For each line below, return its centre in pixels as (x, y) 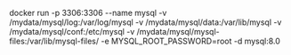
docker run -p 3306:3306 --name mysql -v (88, 13)
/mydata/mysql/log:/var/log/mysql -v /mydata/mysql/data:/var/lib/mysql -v (145, 22)
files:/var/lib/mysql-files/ (54, 41)
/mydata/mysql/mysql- (178, 31)
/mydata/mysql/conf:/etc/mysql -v (72, 31)
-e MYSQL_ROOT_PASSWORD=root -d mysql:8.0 (190, 41)
